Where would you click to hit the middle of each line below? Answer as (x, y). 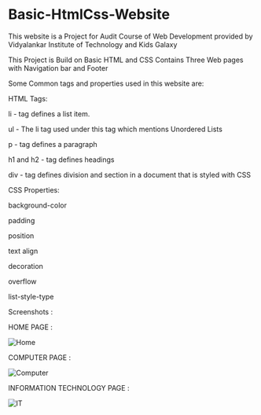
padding (22, 220)
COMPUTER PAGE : (40, 357)
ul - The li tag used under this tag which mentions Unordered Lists (115, 129)
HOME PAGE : (31, 327)
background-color (37, 205)
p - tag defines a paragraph (53, 144)
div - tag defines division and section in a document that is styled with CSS (130, 174)
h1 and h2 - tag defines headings (61, 160)
